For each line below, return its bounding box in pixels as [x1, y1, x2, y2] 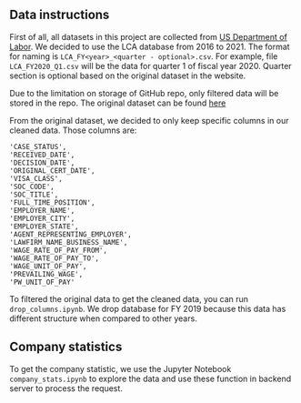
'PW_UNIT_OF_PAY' [9, 277, 75, 287]
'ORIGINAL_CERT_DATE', [9, 166, 95, 176]
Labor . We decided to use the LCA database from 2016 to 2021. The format [9, 41, 290, 52]
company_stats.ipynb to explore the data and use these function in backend [9, 373, 292, 384]
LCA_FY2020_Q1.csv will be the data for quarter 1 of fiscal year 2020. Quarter [9, 60, 293, 71]
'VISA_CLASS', [9, 174, 64, 183]
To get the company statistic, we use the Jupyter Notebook [9, 363, 232, 374]
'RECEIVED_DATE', [9, 150, 75, 159]
